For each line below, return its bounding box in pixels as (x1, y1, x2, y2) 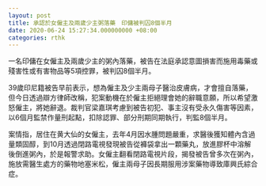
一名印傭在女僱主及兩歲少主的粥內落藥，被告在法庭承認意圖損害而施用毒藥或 (8, 56, 258, 66)
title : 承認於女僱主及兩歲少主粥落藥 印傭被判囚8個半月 (8, 19, 173, 27)
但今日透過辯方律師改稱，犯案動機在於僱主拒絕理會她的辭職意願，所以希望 (8, 93, 251, 103)
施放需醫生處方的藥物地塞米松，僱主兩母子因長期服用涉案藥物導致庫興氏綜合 (8, 159, 258, 169)
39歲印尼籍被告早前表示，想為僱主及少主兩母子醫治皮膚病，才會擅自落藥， (8, 83, 253, 93)
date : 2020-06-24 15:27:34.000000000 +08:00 (8, 26, 158, 34)
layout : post (8, 11, 51, 20)
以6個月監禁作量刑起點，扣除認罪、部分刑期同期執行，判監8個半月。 (8, 112, 232, 123)
